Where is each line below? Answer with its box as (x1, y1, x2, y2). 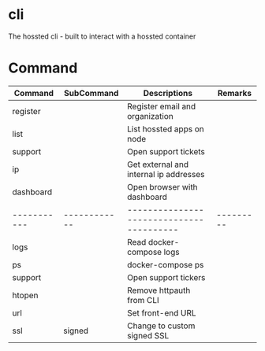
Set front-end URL (127, 307, 196, 318)
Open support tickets (127, 146, 205, 157)
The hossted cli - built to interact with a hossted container (8, 31, 196, 41)
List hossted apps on (127, 124, 204, 135)
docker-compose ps (127, 259, 204, 270)
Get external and (127, 159, 189, 170)
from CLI (127, 294, 159, 305)
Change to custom (127, 320, 196, 331)
